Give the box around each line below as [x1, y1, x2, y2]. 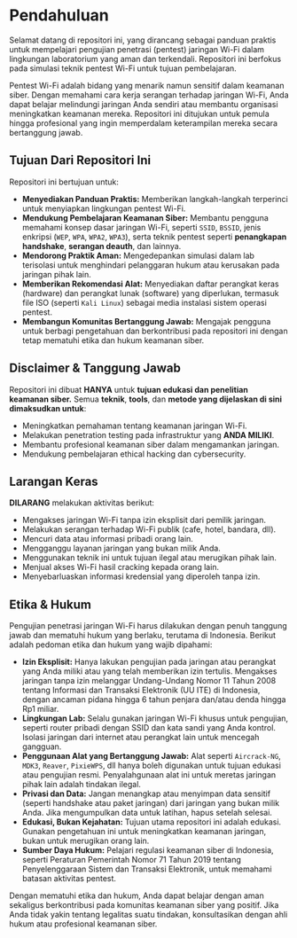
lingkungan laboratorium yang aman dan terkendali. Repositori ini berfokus [9, 53, 282, 64]
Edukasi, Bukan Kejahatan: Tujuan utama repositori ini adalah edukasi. [21, 817, 282, 827]
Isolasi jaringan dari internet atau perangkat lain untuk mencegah [21, 732, 260, 743]
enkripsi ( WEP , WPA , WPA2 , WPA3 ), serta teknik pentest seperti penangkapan [21, 231, 287, 242]
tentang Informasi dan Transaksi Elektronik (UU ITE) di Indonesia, [21, 684, 261, 696]
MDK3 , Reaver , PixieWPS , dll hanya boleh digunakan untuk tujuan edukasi [21, 760, 282, 771]
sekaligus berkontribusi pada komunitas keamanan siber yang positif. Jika [9, 900, 279, 911]
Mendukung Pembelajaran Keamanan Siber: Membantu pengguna [21, 212, 269, 223]
